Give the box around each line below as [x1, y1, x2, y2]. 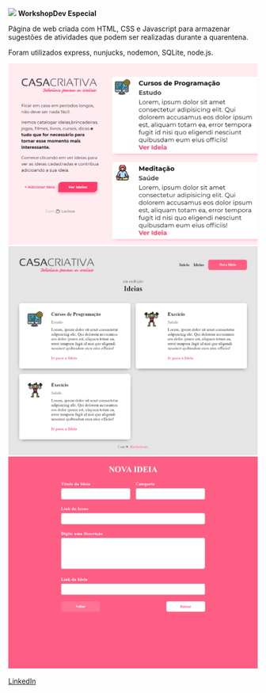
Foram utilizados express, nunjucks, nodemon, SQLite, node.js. [8, 48, 214, 57]
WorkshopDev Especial [17, 9, 97, 18]
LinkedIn [8, 676, 36, 686]
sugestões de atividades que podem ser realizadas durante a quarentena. [8, 32, 249, 42]
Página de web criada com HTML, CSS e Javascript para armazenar [8, 24, 231, 33]
